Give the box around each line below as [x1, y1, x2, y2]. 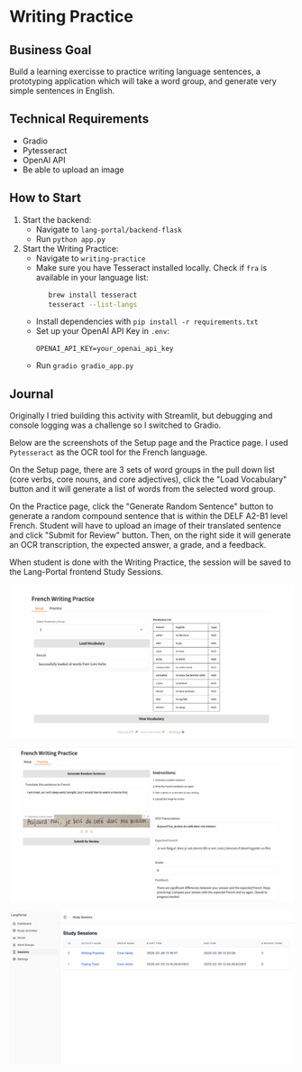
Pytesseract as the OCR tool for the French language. [9, 447, 208, 457]
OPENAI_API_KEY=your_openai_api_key [35, 345, 174, 354]
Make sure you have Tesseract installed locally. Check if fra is [35, 262, 268, 273]
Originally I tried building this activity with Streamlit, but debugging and [9, 411, 273, 421]
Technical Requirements [9, 111, 150, 127]
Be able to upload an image [22, 164, 124, 175]
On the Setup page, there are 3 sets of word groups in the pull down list [9, 465, 275, 476]
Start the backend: [22, 214, 92, 225]
